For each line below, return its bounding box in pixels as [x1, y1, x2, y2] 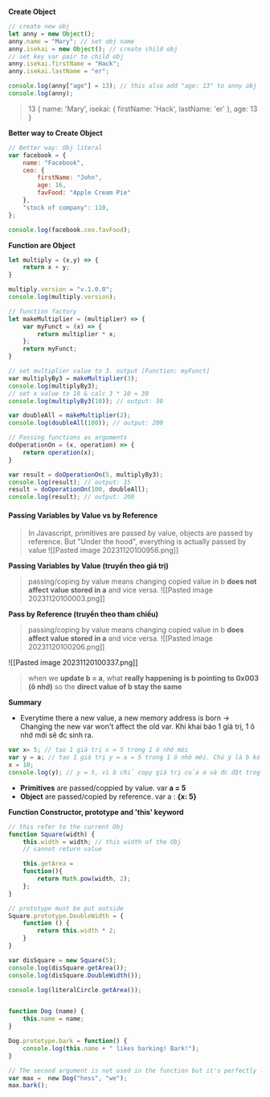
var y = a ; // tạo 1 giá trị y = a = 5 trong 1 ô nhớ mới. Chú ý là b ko [8, 754, 261, 762]
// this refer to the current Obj [8, 822, 125, 831]
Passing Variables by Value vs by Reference [8, 510, 158, 520]
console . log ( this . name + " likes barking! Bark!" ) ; [22, 1044, 199, 1053]
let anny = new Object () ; [8, 30, 95, 38]
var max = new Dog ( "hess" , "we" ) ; [8, 1074, 128, 1082]
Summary [8, 697, 42, 708]
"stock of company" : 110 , [22, 203, 110, 212]
